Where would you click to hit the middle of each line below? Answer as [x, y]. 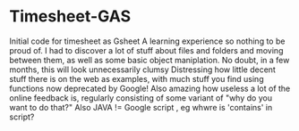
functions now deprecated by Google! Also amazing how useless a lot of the [150, 88]
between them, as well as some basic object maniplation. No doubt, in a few [149, 60]
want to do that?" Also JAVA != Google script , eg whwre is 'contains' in [141, 107]
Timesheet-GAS [70, 16]
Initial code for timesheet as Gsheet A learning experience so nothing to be [147, 41]
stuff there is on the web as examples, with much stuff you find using [137, 78]
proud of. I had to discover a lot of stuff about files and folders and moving [146, 50]
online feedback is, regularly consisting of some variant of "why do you [141, 98]
